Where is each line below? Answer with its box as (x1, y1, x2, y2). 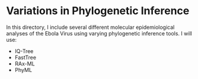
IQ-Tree (14, 47, 34, 54)
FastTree (14, 54, 37, 61)
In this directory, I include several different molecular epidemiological (6, 24, 175, 31)
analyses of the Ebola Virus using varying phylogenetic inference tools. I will (6, 29, 193, 37)
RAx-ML (14, 60, 35, 67)
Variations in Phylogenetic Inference (6, 4, 190, 18)
